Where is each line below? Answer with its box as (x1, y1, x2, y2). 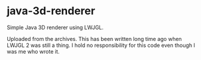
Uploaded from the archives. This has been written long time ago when (7, 35, 182, 42)
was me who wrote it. (7, 48, 60, 55)
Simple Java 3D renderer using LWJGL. (7, 24, 104, 31)
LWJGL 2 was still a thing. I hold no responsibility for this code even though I (7, 42, 196, 49)
